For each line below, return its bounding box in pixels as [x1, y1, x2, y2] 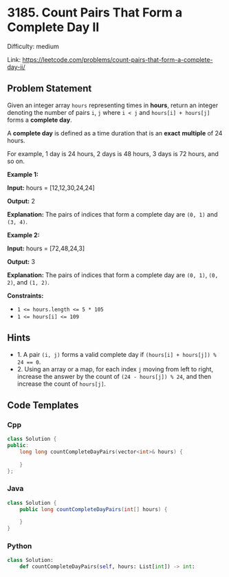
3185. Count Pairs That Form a [7, 5, 183, 21]
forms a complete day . [7, 116, 72, 124]
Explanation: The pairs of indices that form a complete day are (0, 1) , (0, [7, 270, 219, 279]
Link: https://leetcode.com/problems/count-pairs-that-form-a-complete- [7, 55, 213, 63]
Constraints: [7, 291, 44, 300]
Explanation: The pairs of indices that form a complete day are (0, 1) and [7, 210, 218, 218]
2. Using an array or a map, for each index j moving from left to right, [17, 364, 214, 373]
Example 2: [7, 230, 40, 239]
